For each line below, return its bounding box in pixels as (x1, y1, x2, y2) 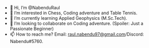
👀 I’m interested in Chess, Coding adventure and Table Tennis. (9, 10, 138, 16)
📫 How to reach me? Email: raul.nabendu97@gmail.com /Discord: (9, 31, 144, 37)
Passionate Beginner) (9, 26, 54, 32)
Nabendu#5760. (9, 39, 44, 44)
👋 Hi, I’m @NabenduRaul (9, 5, 61, 10)
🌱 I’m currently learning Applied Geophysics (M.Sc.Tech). (9, 15, 128, 21)
